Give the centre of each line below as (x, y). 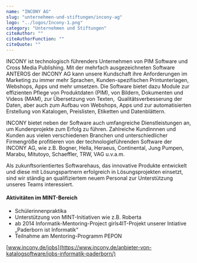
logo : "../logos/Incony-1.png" (45, 22)
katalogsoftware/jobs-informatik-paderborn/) (61, 254)
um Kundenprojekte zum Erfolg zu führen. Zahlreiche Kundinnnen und (91, 129)
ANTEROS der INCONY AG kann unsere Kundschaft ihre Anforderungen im (97, 74)
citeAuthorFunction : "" (35, 39)
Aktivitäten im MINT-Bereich (42, 198)
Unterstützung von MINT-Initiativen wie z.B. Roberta (78, 217)
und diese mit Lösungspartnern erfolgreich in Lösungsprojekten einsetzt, (95, 172)
